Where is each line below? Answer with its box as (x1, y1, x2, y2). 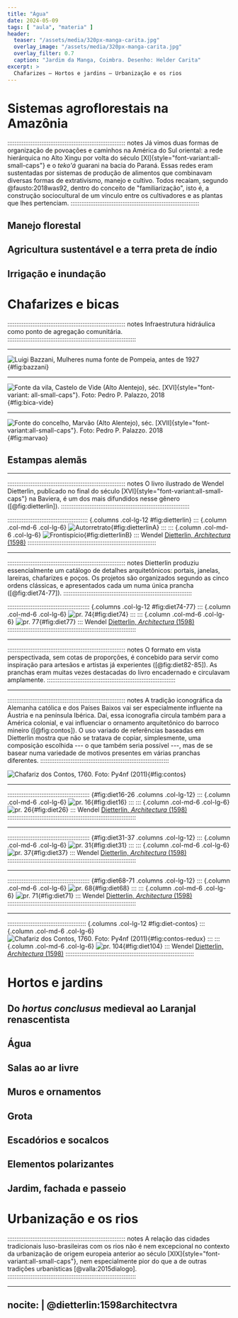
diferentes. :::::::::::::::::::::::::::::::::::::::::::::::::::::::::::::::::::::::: (7, 756, 169, 765)
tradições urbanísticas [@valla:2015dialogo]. (7, 1264, 137, 1273)
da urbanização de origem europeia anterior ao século (7, 1249, 166, 1258)
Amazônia (7, 115, 69, 131)
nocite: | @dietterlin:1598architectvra (7, 1299, 178, 1311)
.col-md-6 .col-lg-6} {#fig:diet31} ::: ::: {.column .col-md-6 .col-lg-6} (7, 841, 230, 849)
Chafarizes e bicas (7, 296, 120, 312)
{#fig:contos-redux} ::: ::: (147, 934, 220, 943)
